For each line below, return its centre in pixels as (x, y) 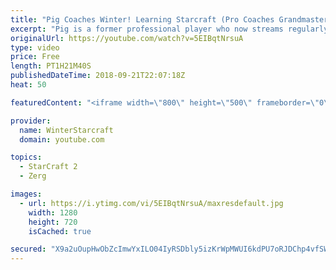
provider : (31, 121)
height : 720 (53, 222)
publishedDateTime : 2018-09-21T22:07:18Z (98, 76)
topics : (26, 157)
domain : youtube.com (62, 139)
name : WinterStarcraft (66, 130)
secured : (28, 249)
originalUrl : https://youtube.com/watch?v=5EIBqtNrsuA (127, 38)
